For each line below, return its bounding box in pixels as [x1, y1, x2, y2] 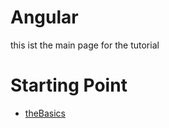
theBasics [24, 107, 67, 119]
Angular [10, 6, 79, 29]
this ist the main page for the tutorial [10, 39, 160, 51]
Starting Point [10, 74, 128, 97]
